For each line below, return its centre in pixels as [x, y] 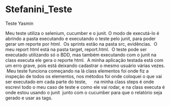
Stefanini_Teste [39, 9]
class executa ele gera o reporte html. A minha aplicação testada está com [84, 60]
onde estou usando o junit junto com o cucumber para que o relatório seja [84, 92]
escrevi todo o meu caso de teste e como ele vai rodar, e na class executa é [85, 87]
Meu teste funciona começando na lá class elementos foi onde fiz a [78, 71]
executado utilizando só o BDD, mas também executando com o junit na [81, 55]
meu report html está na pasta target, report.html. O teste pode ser [76, 49]
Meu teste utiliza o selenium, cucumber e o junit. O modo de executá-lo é [82, 33]
